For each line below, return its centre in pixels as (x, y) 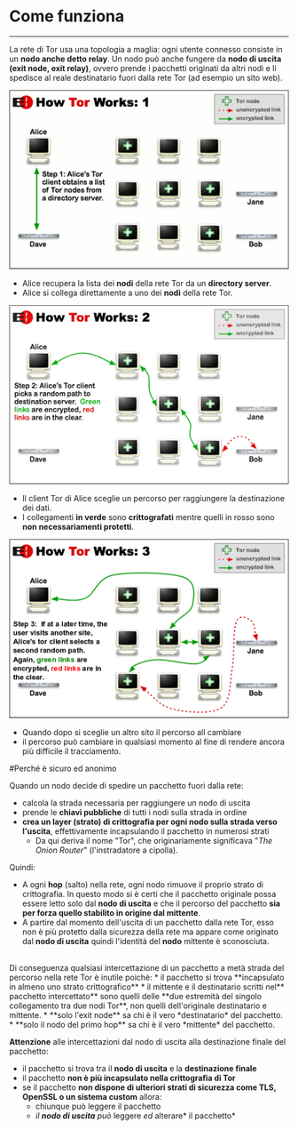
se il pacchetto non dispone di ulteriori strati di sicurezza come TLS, (149, 1087)
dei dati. (37, 508)
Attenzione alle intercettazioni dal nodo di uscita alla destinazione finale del (148, 1042)
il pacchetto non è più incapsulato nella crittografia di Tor (129, 1078)
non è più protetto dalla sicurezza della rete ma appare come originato (150, 932)
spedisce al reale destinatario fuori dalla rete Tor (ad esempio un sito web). (146, 77)
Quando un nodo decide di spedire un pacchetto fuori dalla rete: (126, 786)
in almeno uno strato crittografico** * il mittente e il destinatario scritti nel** (147, 987)
